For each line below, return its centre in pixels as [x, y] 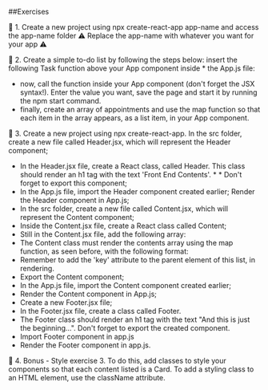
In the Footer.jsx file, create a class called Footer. [100, 311]
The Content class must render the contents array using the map [126, 243]
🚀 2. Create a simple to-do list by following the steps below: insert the [123, 60]
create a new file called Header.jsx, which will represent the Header [120, 142]
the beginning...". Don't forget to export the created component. [125, 328]
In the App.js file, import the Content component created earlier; [126, 285]
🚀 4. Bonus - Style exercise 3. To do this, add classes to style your [117, 361]
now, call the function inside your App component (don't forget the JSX [137, 84]
